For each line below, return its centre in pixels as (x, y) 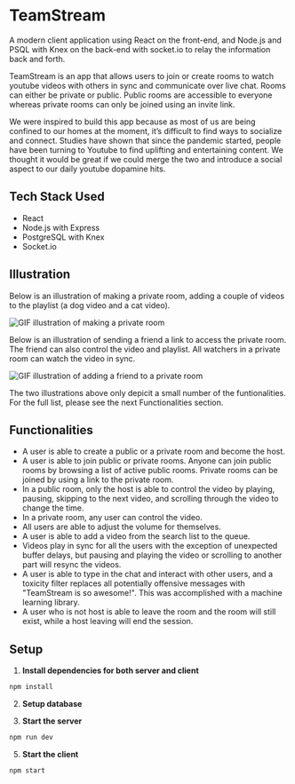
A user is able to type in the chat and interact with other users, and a (147, 574)
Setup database (52, 704)
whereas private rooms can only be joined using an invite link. (122, 104)
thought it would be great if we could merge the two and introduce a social (146, 159)
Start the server (52, 721)
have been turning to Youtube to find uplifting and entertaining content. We (147, 150)
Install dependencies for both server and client (111, 670)
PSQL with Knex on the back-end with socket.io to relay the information (140, 49)
